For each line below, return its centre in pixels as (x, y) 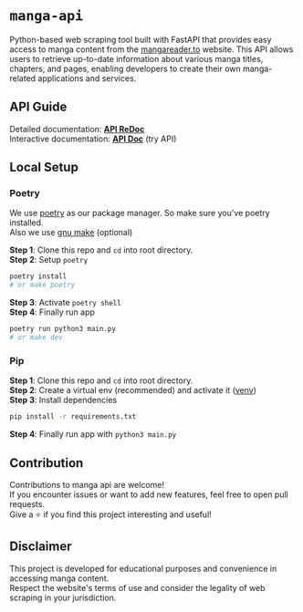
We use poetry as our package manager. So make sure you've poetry (140, 213)
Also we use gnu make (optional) (71, 233)
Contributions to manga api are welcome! (87, 484)
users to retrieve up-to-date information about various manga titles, (136, 58)
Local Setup (44, 167)
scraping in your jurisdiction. (63, 597)
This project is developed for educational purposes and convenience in (143, 568)
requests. (27, 503)
